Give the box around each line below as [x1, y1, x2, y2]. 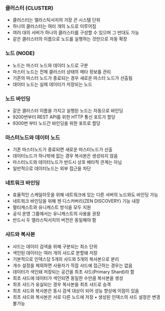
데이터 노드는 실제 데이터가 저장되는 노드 [12, 81, 92, 87]
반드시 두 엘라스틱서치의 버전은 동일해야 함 [12, 217, 97, 223]
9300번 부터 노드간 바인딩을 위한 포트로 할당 [12, 120, 101, 126]
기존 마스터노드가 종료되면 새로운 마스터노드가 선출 [12, 147, 113, 153]
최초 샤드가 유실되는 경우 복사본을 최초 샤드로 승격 [12, 281, 111, 287]
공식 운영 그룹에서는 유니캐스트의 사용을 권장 [12, 211, 101, 217]
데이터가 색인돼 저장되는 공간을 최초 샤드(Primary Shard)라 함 [12, 269, 135, 275]
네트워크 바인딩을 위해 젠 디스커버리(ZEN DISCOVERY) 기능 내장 [12, 198, 140, 204]
